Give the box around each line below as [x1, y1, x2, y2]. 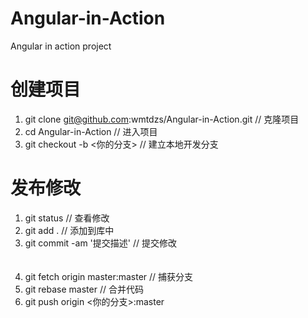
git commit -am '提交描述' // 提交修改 [24, 237, 177, 249]
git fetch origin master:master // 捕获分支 [24, 270, 194, 282]
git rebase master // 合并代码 [24, 283, 144, 295]
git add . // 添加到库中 [24, 224, 115, 236]
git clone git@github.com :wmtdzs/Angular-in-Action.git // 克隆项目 [24, 113, 300, 125]
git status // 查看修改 [24, 212, 110, 224]
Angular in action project [10, 40, 112, 52]
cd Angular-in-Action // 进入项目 [24, 125, 158, 137]
